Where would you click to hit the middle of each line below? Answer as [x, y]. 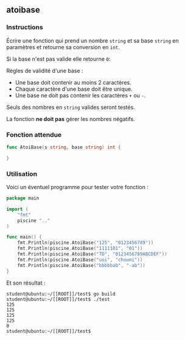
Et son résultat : [26, 283]
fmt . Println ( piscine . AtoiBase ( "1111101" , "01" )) [80, 249]
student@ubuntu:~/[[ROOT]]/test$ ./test [58, 299]
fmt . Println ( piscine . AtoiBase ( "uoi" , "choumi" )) [80, 260]
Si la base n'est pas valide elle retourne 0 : [58, 59]
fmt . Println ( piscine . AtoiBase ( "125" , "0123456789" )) [86, 243]
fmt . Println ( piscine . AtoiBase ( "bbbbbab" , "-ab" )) [82, 265]
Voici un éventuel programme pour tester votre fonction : [78, 187]
